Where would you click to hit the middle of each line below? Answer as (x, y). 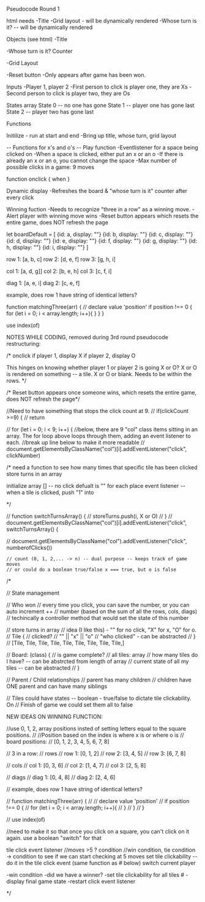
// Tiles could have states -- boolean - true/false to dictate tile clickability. (99, 698)
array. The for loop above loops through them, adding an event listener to (99, 436)
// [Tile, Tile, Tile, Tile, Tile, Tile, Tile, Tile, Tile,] (65, 643)
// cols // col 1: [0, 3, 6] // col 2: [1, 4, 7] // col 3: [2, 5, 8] (76, 765)
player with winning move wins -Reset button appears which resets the (109, 216)
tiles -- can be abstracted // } (43, 668)
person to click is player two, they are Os (79, 93)
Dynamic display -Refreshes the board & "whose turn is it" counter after (97, 191)
